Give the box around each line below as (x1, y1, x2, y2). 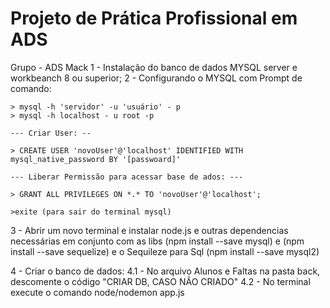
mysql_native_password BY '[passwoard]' (10, 154, 182, 164)
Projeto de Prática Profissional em (10, 7, 298, 30)
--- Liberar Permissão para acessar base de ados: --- (10, 172, 244, 182)
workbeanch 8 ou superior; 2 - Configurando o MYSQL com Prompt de (10, 72, 303, 84)
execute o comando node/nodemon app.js (10, 286, 185, 298)
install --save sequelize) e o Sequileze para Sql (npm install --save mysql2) (10, 245, 320, 257)
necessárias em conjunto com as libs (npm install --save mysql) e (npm (10, 235, 305, 247)
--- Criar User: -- (10, 128, 92, 138)
